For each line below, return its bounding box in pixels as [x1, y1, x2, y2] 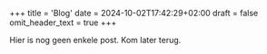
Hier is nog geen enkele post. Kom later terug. [9, 35, 182, 45]
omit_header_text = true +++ [9, 17, 117, 28]
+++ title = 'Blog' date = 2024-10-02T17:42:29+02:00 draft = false [9, 8, 259, 18]
